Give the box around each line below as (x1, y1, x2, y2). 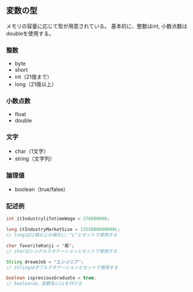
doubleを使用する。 (6, 30, 54, 37)
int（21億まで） (14, 73, 53, 81)
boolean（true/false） (14, 186, 69, 192)
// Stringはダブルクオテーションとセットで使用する (6, 264, 118, 271)
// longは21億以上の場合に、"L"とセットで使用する (6, 232, 117, 238)
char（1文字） (14, 147, 49, 155)
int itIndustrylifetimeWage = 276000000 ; (6, 216, 110, 222)
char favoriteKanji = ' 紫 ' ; (6, 242, 75, 249)
